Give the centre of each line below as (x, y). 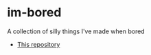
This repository (38, 44)
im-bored (34, 13)
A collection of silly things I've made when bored (76, 31)
